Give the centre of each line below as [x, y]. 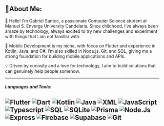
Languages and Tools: [28, 87]
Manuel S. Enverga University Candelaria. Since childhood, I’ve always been [82, 26]
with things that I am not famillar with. [43, 36]
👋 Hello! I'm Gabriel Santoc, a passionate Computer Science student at [76, 21]
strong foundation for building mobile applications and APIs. [65, 56]
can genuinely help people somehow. [43, 71]
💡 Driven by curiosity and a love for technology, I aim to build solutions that [81, 65]
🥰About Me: [24, 9]
